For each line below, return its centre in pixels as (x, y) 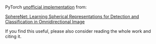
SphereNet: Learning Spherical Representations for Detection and (72, 16)
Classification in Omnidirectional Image (45, 22)
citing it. (13, 36)
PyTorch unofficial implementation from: (46, 7)
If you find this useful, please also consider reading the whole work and (78, 31)
